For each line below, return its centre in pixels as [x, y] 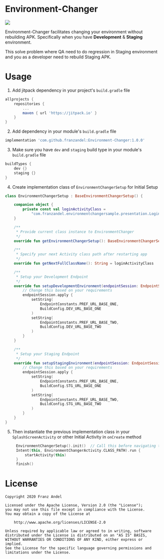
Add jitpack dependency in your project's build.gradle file [71, 90]
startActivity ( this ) [46, 455]
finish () [25, 464]
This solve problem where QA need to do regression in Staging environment [81, 51]
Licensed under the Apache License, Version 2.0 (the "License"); [74, 506]
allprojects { [20, 99]
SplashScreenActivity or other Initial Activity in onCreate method [77, 437]
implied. [14, 544]
